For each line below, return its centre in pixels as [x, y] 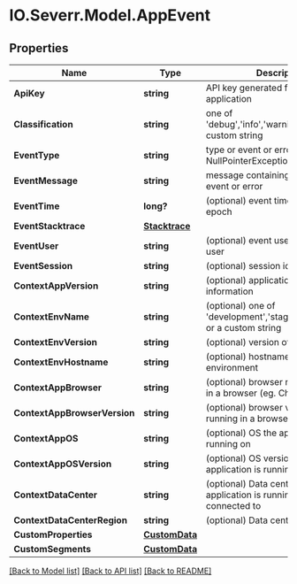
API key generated [244, 88]
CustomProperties [53, 534]
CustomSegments [52, 549]
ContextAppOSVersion [63, 464]
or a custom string [244, 328]
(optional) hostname [247, 357]
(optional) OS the [241, 433]
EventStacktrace [49, 226]
